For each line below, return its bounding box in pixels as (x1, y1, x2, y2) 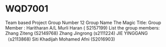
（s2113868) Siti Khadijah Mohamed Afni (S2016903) (5, 36, 115, 42)
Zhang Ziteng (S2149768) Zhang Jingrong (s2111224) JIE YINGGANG (5, 30, 148, 36)
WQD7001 (5, 3, 49, 14)
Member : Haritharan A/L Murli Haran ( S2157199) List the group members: (5, 24, 160, 30)
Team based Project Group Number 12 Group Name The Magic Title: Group (5, 19, 161, 25)
